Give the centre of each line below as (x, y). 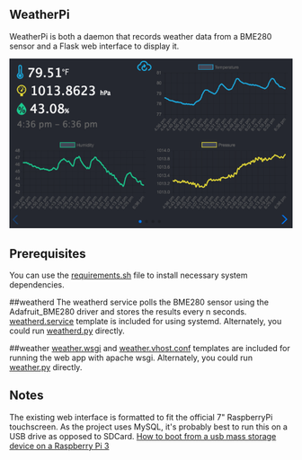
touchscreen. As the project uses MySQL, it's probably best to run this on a (148, 427)
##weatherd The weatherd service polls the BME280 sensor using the (139, 302)
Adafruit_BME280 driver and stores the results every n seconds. (128, 312)
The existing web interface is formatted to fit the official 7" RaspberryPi (141, 417)
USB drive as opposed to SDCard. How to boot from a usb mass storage (143, 436)
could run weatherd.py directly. (67, 331)
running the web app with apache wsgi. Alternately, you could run (131, 358)
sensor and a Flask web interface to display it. (94, 46)
